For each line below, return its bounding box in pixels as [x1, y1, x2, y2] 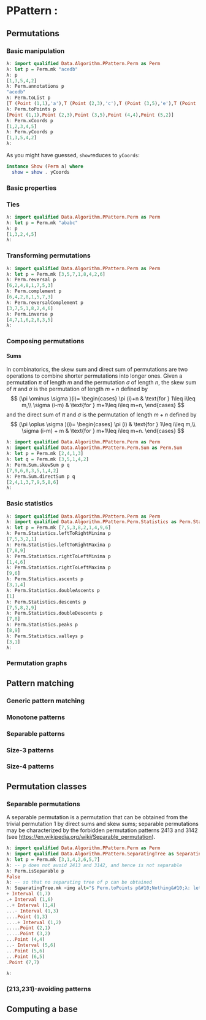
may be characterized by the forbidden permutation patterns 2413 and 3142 [6, 827, 198, 834]
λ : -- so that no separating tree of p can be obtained [6, 879, 152, 886]
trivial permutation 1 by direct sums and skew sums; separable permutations [6, 820, 199, 828]
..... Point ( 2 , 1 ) [6, 925, 51, 931]
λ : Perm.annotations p [6, 84, 64, 90]
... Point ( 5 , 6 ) [6, 948, 45, 954]
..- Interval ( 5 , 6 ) [6, 942, 56, 949]
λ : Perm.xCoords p [6, 117, 53, 123]
